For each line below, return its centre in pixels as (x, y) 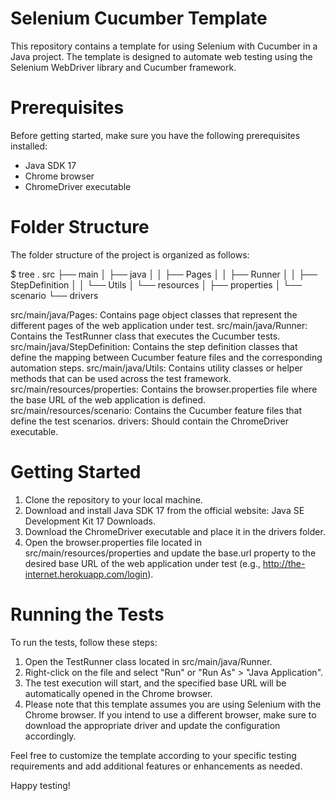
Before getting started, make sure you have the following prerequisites (155, 135)
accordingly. (50, 736)
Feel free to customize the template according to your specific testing (153, 755)
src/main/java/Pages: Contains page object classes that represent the (154, 314)
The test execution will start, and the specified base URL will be (155, 683)
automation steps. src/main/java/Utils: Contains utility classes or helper (156, 368)
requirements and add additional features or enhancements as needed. (156, 766)
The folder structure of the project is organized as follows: (130, 254)
